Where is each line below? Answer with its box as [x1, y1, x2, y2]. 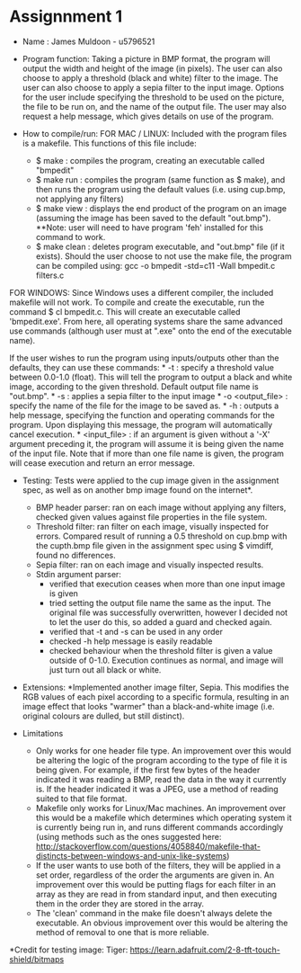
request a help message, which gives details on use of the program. [22, 111, 274, 121]
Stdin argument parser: [35, 568, 121, 579]
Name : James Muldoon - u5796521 [22, 36, 155, 47]
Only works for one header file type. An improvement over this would [35, 745, 292, 756]
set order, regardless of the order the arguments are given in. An [35, 870, 275, 880]
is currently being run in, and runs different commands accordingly [35, 821, 284, 833]
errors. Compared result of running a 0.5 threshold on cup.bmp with [35, 531, 288, 541]
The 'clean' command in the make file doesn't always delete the [35, 907, 272, 918]
